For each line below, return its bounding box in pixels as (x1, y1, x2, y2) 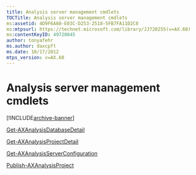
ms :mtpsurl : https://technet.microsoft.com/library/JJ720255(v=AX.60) (6, 26, 191, 32)
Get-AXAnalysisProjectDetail (6, 138, 79, 145)
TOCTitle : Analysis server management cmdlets (6, 15, 128, 21)
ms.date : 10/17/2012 (6, 49, 60, 55)
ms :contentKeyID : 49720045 (6, 32, 76, 38)
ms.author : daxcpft (6, 43, 57, 50)
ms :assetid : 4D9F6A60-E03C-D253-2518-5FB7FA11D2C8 (6, 20, 139, 26)
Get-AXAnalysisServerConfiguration (6, 149, 98, 157)
